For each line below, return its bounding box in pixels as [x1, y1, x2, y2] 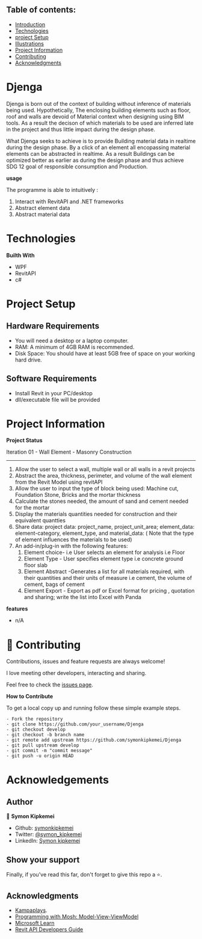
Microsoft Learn [14, 920, 55, 926]
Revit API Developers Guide [14, 926, 84, 933]
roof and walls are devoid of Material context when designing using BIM [6, 112, 185, 120]
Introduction [14, 20, 46, 28]
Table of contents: [6, 5, 76, 15]
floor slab [23, 562, 48, 569]
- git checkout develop [6, 727, 66, 733]
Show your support [6, 854, 80, 865]
